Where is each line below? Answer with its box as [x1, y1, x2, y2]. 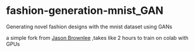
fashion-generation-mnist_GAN [6, 4, 163, 17]
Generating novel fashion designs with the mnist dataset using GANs [6, 23, 172, 30]
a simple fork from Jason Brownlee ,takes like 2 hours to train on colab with [6, 34, 189, 41]
